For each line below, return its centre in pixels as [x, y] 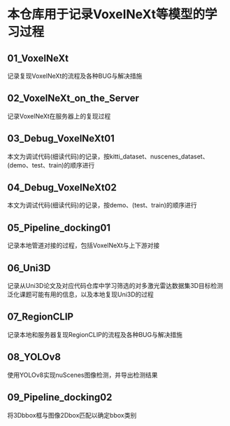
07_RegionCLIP [41, 317]
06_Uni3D [29, 268]
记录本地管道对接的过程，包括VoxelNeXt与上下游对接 [84, 245]
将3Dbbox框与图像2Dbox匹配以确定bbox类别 [72, 415]
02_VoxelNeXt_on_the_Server [73, 98]
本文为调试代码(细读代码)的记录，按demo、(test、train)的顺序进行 [102, 205]
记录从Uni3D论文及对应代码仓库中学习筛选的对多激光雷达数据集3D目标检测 [115, 286]
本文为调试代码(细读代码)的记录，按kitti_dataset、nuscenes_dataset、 [108, 156]
